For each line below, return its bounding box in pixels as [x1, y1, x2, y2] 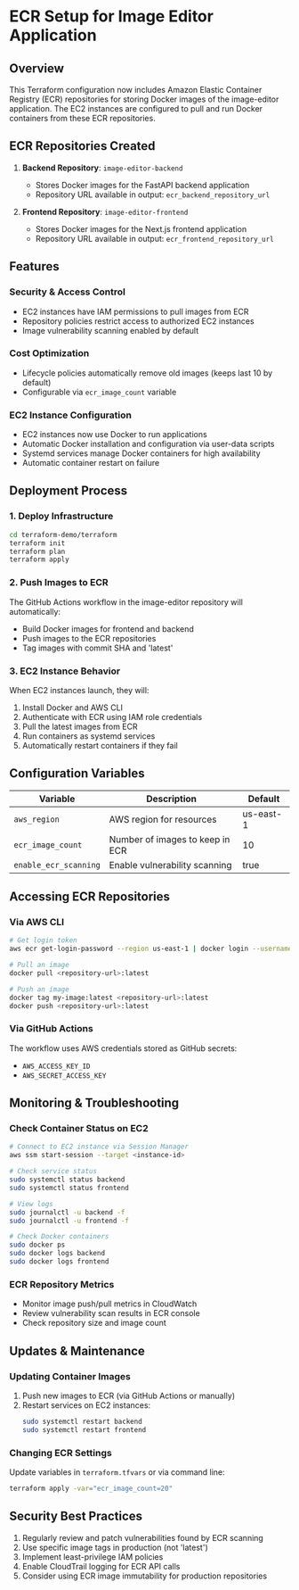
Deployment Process [9, 484, 128, 499]
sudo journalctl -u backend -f [9, 1207, 125, 1217]
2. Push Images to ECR [9, 576, 109, 589]
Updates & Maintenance [9, 1343, 145, 1358]
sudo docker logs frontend [9, 1257, 109, 1266]
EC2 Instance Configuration [9, 409, 132, 421]
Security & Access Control [9, 286, 126, 298]
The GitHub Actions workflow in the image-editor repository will [9, 596, 243, 608]
